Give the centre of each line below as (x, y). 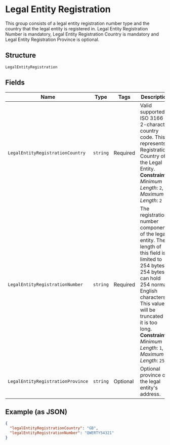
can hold (150, 278)
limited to (151, 259)
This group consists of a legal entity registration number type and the (77, 23)
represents (153, 143)
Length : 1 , (152, 348)
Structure (21, 55)
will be (148, 310)
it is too (149, 322)
